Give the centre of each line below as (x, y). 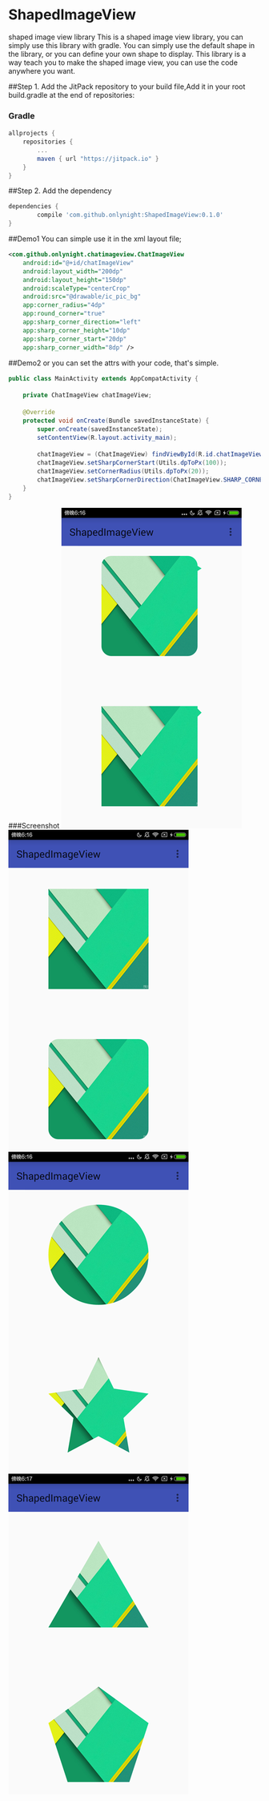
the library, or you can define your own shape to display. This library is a (127, 54)
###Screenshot (34, 825)
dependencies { (34, 207)
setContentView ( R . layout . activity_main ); (107, 437)
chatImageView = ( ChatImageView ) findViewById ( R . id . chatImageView (150, 454)
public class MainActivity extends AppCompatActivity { (103, 378)
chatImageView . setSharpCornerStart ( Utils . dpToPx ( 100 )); (132, 463)
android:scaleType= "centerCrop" (76, 288)
